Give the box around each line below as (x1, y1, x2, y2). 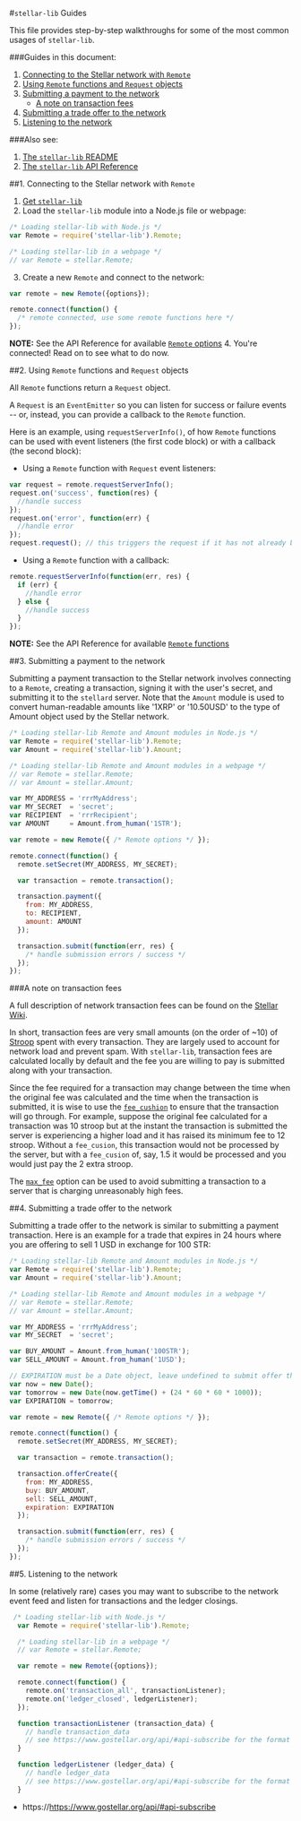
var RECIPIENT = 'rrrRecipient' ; (9, 811, 139, 820)
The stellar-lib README (21, 151, 119, 162)
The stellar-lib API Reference (21, 161, 139, 171)
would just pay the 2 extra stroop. (9, 1159, 133, 1169)
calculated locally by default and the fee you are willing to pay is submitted (9, 1056, 285, 1066)
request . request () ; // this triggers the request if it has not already (9, 539, 287, 548)
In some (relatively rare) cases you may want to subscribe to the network (9, 1585, 279, 1596)
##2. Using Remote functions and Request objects (9, 365, 189, 375)
